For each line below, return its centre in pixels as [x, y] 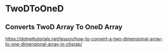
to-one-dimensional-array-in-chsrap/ [44, 44]
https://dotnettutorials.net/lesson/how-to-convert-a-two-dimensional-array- [84, 39]
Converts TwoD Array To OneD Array [64, 27]
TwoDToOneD [35, 9]
